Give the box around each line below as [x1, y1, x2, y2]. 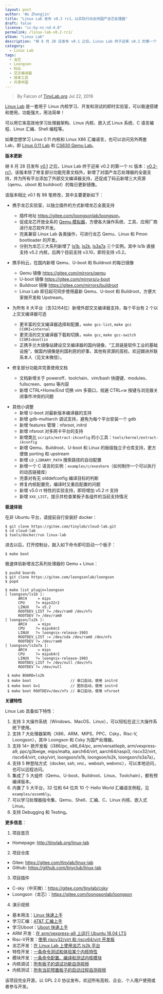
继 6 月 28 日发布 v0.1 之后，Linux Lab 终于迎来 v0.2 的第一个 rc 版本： [5, 163, 147, 169]
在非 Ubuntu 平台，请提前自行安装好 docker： [5, 514, 97, 520]
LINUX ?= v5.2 [18, 604, 51, 610]
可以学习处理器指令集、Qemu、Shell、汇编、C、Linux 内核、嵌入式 [12, 797, 147, 803]
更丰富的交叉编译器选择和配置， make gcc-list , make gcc [19, 321, 132, 327]
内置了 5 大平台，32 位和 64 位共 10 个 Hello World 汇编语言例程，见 [12, 784, 149, 790]
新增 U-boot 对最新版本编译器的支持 [19, 410, 92, 416]
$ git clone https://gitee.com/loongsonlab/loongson [5, 574, 114, 579]
